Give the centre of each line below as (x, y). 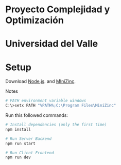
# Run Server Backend (29, 139)
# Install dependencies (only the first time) (56, 125)
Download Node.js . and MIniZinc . (40, 81)
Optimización (35, 20)
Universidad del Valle (52, 44)
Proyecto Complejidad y (58, 9)
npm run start (21, 143)
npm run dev (18, 157)
